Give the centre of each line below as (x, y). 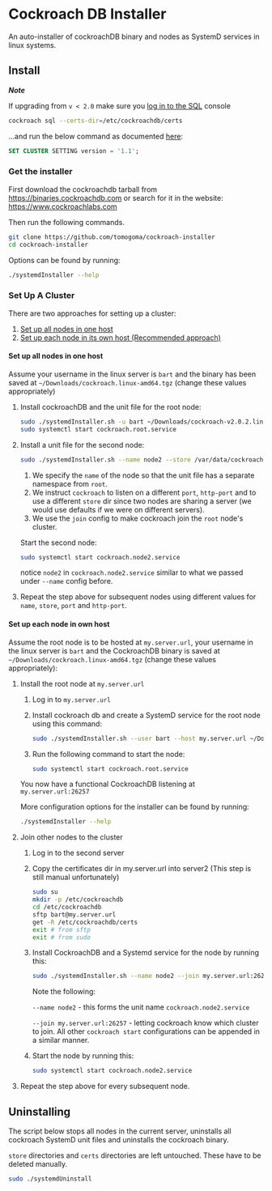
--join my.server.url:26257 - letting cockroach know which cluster (145, 1023)
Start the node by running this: (83, 1056)
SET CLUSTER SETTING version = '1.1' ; (74, 151)
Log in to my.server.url (71, 699)
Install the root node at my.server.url (82, 683)
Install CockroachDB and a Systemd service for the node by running (146, 953)
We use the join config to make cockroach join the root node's (138, 518)
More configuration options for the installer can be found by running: (134, 807)
